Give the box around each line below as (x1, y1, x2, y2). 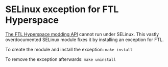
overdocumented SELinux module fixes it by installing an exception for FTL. (5, 37, 164, 43)
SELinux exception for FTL (5, 4, 119, 15)
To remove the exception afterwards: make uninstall (5, 56, 116, 62)
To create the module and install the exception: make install (5, 46, 133, 52)
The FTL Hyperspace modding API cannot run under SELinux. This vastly (5, 31, 159, 37)
